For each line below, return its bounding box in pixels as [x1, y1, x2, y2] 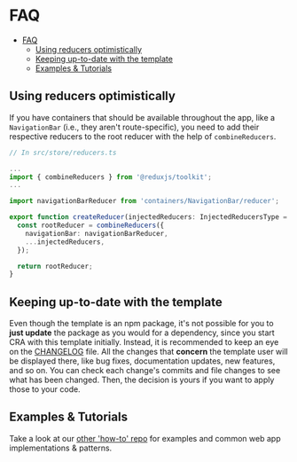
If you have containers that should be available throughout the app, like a [9, 112, 276, 122]
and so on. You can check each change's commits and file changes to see [9, 365, 281, 376]
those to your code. [9, 384, 82, 395]
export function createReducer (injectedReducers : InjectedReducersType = [9, 213, 288, 222]
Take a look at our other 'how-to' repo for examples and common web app [9, 433, 281, 443]
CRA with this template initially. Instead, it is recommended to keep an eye [9, 337, 279, 348]
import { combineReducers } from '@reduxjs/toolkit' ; [9, 172, 213, 182]
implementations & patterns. [9, 442, 113, 453]
